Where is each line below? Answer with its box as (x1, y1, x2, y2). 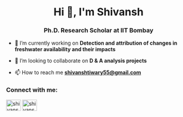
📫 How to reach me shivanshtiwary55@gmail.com (14, 69, 141, 76)
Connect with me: (6, 86, 58, 94)
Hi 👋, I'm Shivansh (53, 5, 144, 19)
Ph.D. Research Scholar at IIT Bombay (43, 26, 154, 35)
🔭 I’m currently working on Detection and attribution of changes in (14, 39, 178, 46)
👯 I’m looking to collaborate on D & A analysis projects (14, 57, 147, 64)
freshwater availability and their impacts (14, 46, 116, 53)
